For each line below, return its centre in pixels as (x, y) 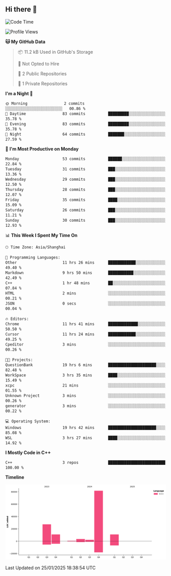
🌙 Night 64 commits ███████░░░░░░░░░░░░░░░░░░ (86, 134)
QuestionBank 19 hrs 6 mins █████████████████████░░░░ (86, 365)
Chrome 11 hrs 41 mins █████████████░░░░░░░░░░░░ (86, 324)
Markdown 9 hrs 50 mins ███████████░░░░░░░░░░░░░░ (86, 273)
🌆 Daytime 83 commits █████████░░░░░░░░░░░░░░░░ (86, 114)
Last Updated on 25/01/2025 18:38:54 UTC (51, 568)
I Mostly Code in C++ (28, 452)
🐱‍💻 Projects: (19, 360)
